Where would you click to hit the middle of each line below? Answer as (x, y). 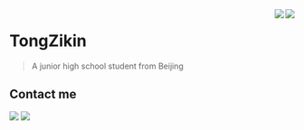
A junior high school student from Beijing (107, 66)
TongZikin (48, 41)
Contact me (43, 94)
